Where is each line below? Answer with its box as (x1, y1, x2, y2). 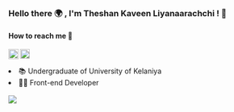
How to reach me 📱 (8, 31, 73, 40)
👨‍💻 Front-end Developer (19, 78, 99, 88)
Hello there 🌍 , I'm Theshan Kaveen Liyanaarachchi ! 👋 (8, 7, 228, 19)
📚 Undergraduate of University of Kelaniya (19, 66, 162, 76)
